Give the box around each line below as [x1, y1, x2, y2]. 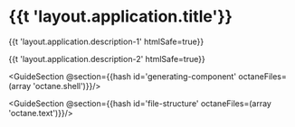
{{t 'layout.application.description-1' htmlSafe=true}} [8, 36, 205, 47]
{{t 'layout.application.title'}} [8, 6, 233, 27]
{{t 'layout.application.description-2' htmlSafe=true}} [8, 53, 205, 64]
